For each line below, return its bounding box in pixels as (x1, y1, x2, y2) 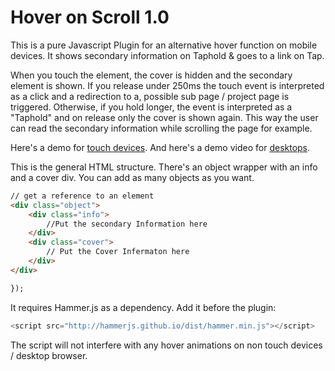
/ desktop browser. (10, 349, 88, 361)
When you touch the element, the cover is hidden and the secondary (10, 69, 293, 81)
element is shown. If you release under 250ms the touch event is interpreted (10, 79, 325, 91)
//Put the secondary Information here (46, 219, 208, 229)
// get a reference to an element (10, 191, 155, 201)
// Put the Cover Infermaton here (46, 247, 190, 257)
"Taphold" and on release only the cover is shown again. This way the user (10, 111, 319, 123)
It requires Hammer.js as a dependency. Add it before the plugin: (10, 301, 277, 313)
